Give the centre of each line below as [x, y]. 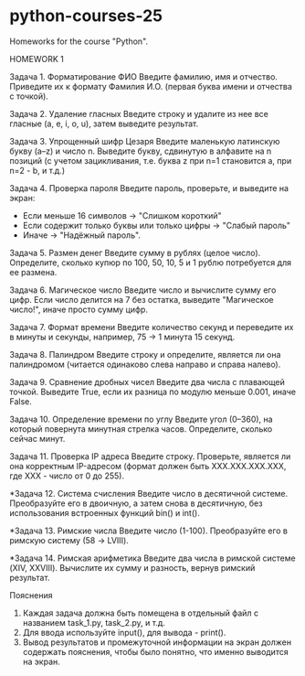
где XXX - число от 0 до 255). [67, 476]
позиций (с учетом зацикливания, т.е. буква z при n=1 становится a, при [151, 160]
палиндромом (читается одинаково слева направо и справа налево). [145, 364]
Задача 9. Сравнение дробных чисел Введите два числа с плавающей [147, 381]
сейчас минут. [37, 438]
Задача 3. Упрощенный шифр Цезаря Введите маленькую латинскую [145, 141]
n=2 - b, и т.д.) [37, 170]
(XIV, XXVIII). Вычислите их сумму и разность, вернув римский [132, 567]
